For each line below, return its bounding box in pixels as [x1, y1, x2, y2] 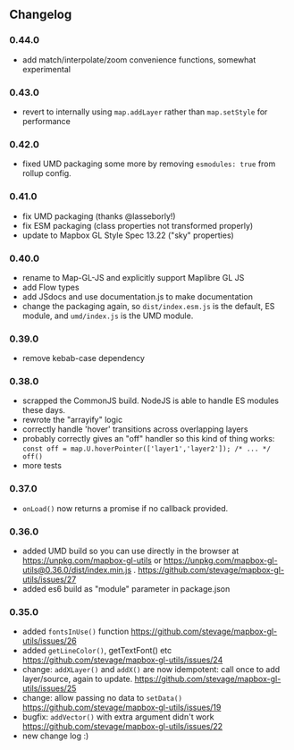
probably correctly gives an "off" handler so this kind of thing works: [21, 434, 275, 444]
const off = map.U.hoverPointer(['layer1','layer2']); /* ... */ [21, 444, 271, 454]
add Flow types [21, 282, 80, 292]
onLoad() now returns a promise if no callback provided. [21, 502, 229, 513]
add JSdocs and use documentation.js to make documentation [21, 291, 253, 302]
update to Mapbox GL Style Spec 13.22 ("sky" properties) [21, 230, 234, 240]
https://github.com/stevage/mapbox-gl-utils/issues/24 [21, 654, 223, 665]
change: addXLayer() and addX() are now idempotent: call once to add [21, 664, 281, 675]
